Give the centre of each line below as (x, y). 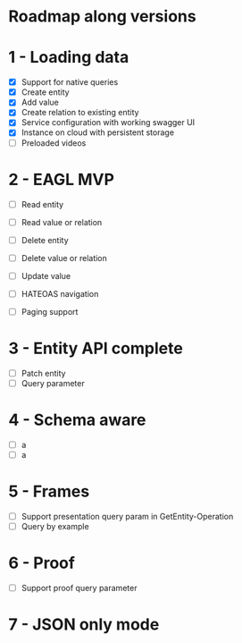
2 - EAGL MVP (62, 179)
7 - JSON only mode (84, 625)
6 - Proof (42, 563)
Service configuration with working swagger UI (108, 123)
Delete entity (45, 240)
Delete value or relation (64, 258)
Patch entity (43, 373)
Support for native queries (70, 82)
